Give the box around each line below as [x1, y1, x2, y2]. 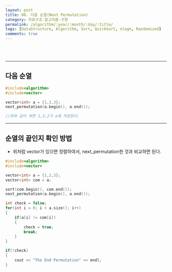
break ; [24, 229, 38, 235]
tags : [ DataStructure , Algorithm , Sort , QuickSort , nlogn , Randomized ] [5, 27, 161, 32]
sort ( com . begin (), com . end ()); [5, 186, 72, 192]
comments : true [5, 31, 38, 36]
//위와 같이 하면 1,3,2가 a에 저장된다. [5, 114, 80, 119]
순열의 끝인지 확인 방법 [5, 134, 73, 142]
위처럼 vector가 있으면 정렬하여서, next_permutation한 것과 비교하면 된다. [12, 149, 162, 154]
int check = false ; [5, 201, 47, 206]
